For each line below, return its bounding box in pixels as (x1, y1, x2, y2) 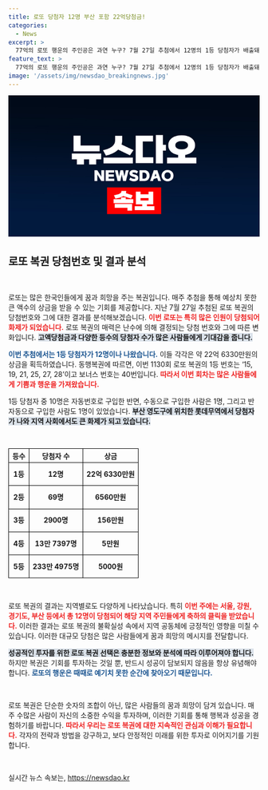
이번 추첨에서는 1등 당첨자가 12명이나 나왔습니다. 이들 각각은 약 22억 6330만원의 (8, 350, 258, 359)
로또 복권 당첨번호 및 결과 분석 (8, 254, 147, 268)
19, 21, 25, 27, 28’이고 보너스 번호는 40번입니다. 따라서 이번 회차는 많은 (8, 370, 230, 379)
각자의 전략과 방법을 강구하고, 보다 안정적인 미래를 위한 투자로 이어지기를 (18, 731, 245, 740)
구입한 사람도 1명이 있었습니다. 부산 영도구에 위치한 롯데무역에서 (35, 407, 234, 416)
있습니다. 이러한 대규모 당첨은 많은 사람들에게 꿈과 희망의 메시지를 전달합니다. (8, 631, 249, 641)
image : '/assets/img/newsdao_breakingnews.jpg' (8, 72, 170, 80)
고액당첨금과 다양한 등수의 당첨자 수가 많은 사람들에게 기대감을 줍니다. (37, 332, 253, 343)
